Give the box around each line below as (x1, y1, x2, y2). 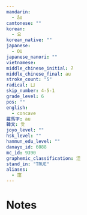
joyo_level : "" (6, 127, 44, 133)
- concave (11, 110, 36, 116)
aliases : (6, 167, 28, 173)
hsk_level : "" (6, 133, 42, 139)
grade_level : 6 (6, 93, 44, 99)
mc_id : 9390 (6, 150, 36, 156)
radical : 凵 (6, 82, 35, 88)
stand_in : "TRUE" (6, 161, 50, 167)
